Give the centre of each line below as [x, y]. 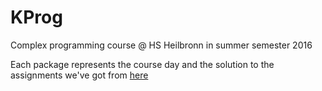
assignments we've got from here [79, 75]
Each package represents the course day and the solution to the [142, 64]
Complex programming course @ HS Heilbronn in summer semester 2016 [161, 45]
